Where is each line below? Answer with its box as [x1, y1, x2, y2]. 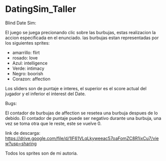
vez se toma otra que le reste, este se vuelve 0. [5, 120, 102, 126]
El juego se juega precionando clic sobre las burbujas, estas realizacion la [5, 29, 156, 35]
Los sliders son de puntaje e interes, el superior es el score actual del [5, 85, 147, 91]
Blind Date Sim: [5, 20, 36, 26]
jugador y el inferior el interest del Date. [5, 91, 86, 97]
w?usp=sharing [5, 140, 37, 147]
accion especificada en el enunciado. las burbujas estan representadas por [5, 35, 159, 41]
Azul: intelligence [12, 60, 48, 66]
